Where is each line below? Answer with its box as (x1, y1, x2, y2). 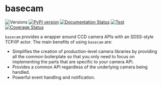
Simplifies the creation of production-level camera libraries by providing (12, 48, 158, 54)
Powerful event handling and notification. (12, 74, 95, 80)
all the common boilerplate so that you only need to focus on (12, 53, 135, 59)
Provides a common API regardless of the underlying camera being (12, 64, 148, 70)
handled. (12, 69, 30, 75)
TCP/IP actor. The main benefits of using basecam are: (5, 39, 113, 44)
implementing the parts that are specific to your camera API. (12, 59, 134, 64)
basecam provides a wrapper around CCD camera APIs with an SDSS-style (5, 34, 154, 40)
